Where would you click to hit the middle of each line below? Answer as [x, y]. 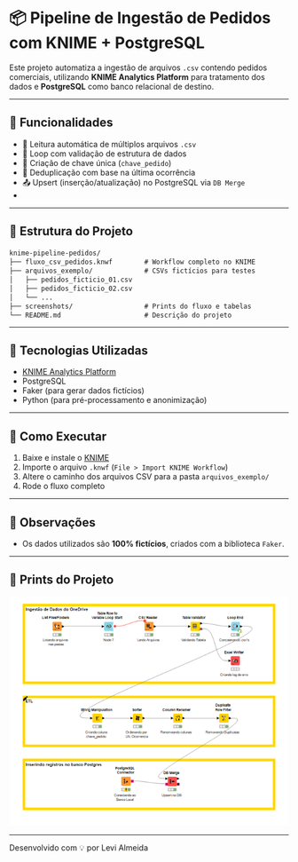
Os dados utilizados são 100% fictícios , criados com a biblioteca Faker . [153, 544]
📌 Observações [52, 522]
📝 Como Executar [58, 436]
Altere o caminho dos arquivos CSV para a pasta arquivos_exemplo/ [145, 477]
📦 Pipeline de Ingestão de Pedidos [140, 18]
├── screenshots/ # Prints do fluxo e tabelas [130, 306]
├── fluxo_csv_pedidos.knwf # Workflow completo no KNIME [132, 262]
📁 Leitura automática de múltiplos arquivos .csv [109, 144]
